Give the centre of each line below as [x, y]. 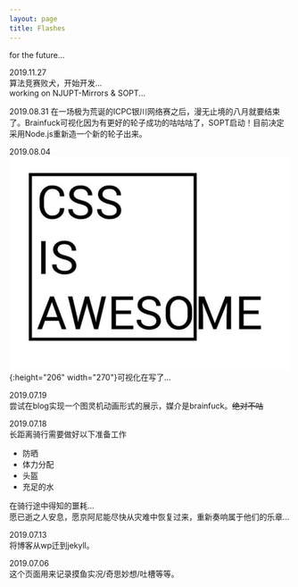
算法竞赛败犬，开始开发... [56, 83]
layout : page [33, 19]
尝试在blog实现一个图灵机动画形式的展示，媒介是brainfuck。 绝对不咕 [137, 406]
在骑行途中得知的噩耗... [52, 506]
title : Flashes [37, 28]
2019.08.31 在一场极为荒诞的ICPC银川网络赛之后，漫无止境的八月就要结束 [145, 111]
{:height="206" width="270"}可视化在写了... [90, 377]
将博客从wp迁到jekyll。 [52, 546]
